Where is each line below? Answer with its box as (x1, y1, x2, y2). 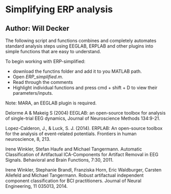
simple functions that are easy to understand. (5, 49, 101, 54)
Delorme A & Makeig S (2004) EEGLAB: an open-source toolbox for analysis (5, 110, 166, 116)
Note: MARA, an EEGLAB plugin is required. (5, 100, 97, 106)
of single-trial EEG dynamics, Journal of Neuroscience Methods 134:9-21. (5, 115, 160, 121)
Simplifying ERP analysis (5, 4, 113, 15)
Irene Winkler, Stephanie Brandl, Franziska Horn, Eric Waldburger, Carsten (5, 167, 162, 173)
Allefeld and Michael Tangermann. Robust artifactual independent (5, 173, 144, 178)
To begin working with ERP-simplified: (5, 58, 85, 64)
